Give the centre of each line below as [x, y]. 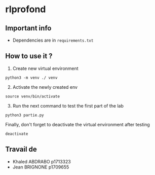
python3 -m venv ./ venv [31, 78]
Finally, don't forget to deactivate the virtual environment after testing [78, 124]
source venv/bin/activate [32, 96]
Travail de [21, 149]
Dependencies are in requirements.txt [53, 40]
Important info [28, 28]
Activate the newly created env [45, 87]
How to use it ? [29, 56]
